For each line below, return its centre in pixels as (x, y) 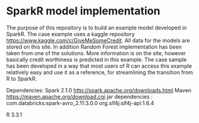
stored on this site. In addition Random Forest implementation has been (94, 47)
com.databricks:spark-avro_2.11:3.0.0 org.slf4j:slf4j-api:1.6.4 (80, 103)
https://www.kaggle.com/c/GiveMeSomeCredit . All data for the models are (98, 40)
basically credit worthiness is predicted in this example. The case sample (97, 59)
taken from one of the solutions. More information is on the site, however (96, 53)
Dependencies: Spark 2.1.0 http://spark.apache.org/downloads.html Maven (99, 90)
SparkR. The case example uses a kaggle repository (70, 34)
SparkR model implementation (83, 11)
